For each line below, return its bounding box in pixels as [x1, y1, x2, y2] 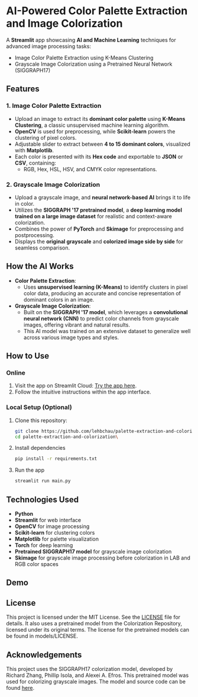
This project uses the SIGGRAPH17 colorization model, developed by [6, 666, 173, 673]
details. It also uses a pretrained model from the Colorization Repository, [6, 620, 182, 627]
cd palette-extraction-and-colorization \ [14, 434, 119, 440]
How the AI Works [6, 261, 74, 271]
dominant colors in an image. [23, 296, 95, 303]
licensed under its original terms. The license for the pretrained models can [6, 626, 189, 634]
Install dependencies [14, 445, 66, 452]
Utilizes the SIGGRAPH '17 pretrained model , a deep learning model [14, 206, 182, 213]
